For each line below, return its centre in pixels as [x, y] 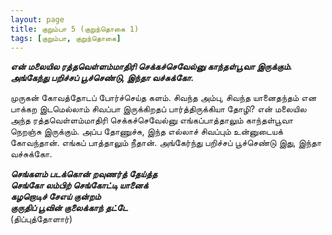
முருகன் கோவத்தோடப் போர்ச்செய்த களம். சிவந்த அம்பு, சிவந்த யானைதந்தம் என [163, 98]
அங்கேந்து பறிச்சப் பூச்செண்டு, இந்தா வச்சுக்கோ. [102, 78]
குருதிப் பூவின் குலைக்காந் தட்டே [69, 208]
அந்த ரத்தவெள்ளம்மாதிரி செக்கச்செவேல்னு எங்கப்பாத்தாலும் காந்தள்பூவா [152, 120]
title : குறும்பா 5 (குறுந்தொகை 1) [75, 29]
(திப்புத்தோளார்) [41, 219]
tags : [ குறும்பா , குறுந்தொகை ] [66, 38]
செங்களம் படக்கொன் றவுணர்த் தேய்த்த [84, 174]
